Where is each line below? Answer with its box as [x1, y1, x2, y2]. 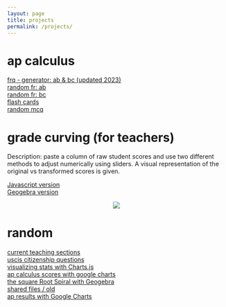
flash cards [7, 98, 40, 106]
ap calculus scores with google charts [7, 270, 116, 279]
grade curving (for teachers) [7, 130, 175, 146]
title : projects [7, 17, 54, 24]
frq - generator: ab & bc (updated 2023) [7, 76, 121, 84]
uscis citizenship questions [7, 256, 85, 264]
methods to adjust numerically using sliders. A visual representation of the [7, 160, 220, 168]
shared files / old [7, 285, 55, 293]
